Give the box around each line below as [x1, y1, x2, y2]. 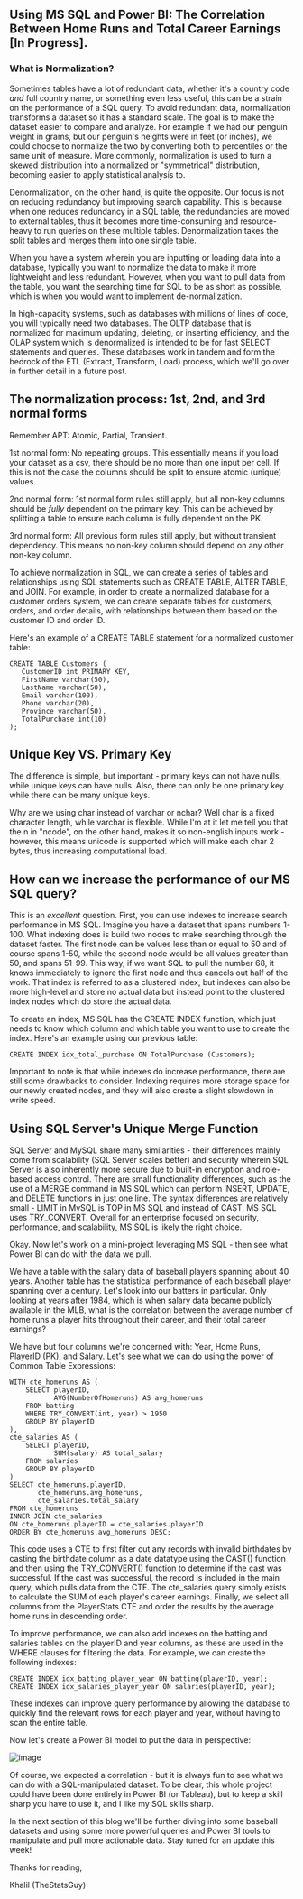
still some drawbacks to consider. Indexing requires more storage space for [9, 1075, 290, 1086]
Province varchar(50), [21, 706, 106, 715]
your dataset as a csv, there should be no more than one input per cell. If [9, 456, 280, 467]
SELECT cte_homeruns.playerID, [9, 1480, 127, 1489]
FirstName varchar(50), [21, 675, 111, 684]
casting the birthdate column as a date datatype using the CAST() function [9, 1553, 287, 1563]
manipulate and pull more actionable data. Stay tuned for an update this [9, 1835, 275, 1846]
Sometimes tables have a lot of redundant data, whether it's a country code [9, 83, 290, 94]
